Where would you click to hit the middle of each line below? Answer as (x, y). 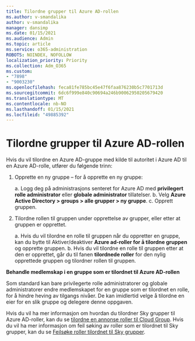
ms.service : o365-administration (47, 50)
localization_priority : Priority (47, 60)
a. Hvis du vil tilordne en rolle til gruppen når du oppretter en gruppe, (97, 236)
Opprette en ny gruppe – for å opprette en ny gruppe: (79, 177)
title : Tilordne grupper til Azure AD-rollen (62, 11)
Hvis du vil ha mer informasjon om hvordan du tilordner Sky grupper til (90, 314)
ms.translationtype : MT (35, 98)
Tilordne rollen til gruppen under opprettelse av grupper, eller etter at (97, 218)
